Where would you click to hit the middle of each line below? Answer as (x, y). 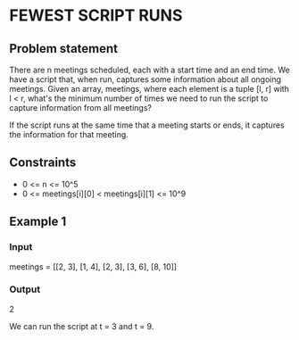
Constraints (43, 163)
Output (25, 289)
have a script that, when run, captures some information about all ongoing (145, 79)
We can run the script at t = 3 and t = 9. (82, 326)
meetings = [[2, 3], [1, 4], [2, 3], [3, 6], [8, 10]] (93, 266)
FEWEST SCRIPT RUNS (96, 16)
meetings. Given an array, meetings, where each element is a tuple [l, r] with (149, 89)
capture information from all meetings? (80, 108)
